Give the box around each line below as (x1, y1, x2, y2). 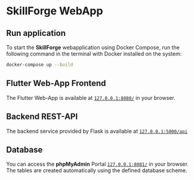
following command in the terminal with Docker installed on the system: (6, 50, 182, 57)
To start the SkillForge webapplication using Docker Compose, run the (6, 44, 180, 51)
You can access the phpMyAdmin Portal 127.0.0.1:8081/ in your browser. (6, 160, 189, 168)
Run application (6, 28, 66, 38)
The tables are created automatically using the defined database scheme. (6, 167, 187, 174)
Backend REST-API (6, 112, 78, 122)
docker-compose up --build (6, 62, 73, 68)
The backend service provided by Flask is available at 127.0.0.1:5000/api (6, 127, 188, 135)
